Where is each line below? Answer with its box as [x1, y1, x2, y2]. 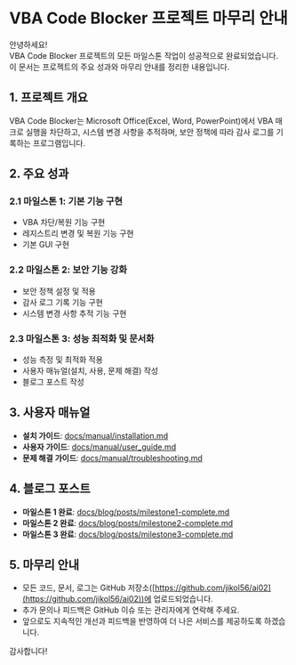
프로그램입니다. [32, 137, 86, 148]
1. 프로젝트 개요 [9, 90, 89, 105]
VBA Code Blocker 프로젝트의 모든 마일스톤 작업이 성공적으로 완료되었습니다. [9, 50, 278, 61]
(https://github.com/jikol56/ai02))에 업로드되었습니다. [21, 594, 213, 604]
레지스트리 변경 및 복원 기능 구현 [21, 228, 134, 239]
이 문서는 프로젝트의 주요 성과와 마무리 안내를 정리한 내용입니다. [9, 61, 230, 72]
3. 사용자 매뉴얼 [9, 405, 91, 420]
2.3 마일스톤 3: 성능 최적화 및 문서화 [9, 332, 155, 345]
